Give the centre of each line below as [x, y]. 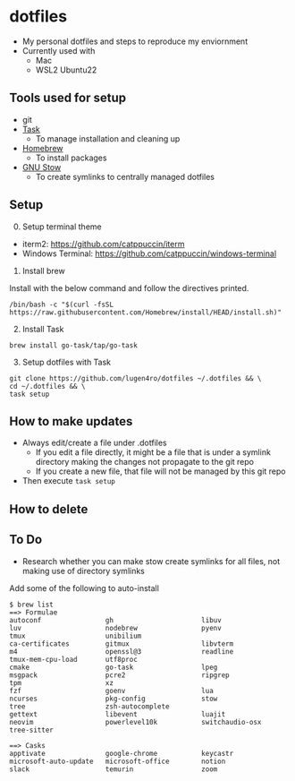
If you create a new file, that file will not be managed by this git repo [160, 471]
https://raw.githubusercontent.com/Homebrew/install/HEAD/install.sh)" [145, 312]
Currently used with [59, 50]
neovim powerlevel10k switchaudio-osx [135, 722]
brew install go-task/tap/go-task [74, 345]
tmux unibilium [76, 636]
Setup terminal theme [62, 227]
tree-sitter [31, 730]
